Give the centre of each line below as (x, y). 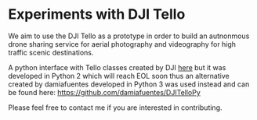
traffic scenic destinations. (51, 52)
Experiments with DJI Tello (97, 14)
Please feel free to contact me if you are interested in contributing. (115, 108)
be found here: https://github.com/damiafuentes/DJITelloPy (105, 92)
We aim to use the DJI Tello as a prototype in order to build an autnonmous (129, 36)
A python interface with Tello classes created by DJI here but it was (117, 67)
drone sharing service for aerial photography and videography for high (122, 44)
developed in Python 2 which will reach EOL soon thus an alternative (119, 76)
